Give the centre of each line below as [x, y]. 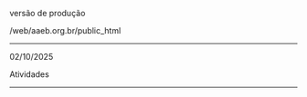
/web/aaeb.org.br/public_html [65, 30]
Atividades [30, 74]
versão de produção [48, 13]
